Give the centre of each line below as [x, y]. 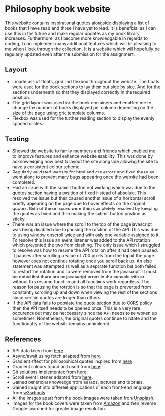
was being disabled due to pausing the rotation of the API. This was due [85, 229]
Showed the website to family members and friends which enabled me [84, 151]
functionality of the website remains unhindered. [61, 323]
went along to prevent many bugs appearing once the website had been [85, 177]
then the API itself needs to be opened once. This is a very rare [76, 308]
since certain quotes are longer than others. [57, 297]
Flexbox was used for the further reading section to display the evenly [83, 118]
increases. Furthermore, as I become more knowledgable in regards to [77, 38]
